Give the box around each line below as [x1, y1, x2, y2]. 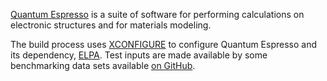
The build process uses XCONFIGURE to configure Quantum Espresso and [10, 39, 318, 50]
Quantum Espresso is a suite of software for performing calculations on [10, 9, 305, 20]
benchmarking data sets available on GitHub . [10, 60, 196, 71]
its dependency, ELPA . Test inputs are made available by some [10, 49, 268, 61]
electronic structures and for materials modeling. [10, 19, 212, 31]
